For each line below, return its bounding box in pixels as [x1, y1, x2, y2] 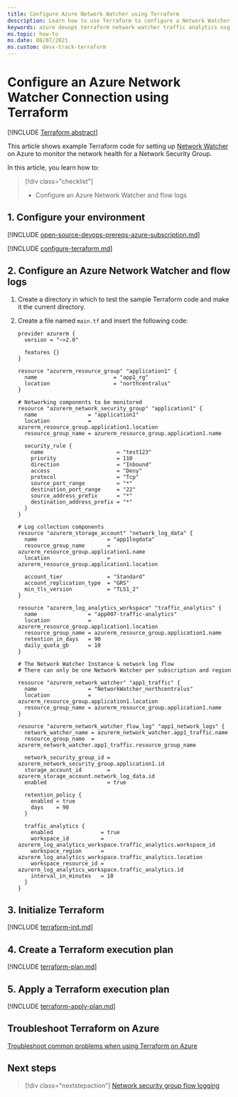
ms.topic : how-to [7, 30, 59, 38]
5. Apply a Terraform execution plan [7, 983, 170, 995]
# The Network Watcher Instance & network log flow [17, 660, 174, 667]
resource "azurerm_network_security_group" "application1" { [17, 405, 203, 412]
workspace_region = [31, 847, 104, 855]
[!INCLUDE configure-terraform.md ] [7, 244, 113, 253]
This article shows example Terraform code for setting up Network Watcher [7, 142, 229, 150]
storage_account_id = [24, 766, 111, 774]
